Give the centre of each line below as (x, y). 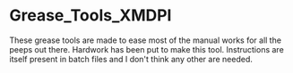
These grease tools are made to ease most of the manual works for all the (146, 40)
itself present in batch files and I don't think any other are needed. (131, 59)
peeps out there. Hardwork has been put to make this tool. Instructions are (146, 49)
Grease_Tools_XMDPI (90, 16)
